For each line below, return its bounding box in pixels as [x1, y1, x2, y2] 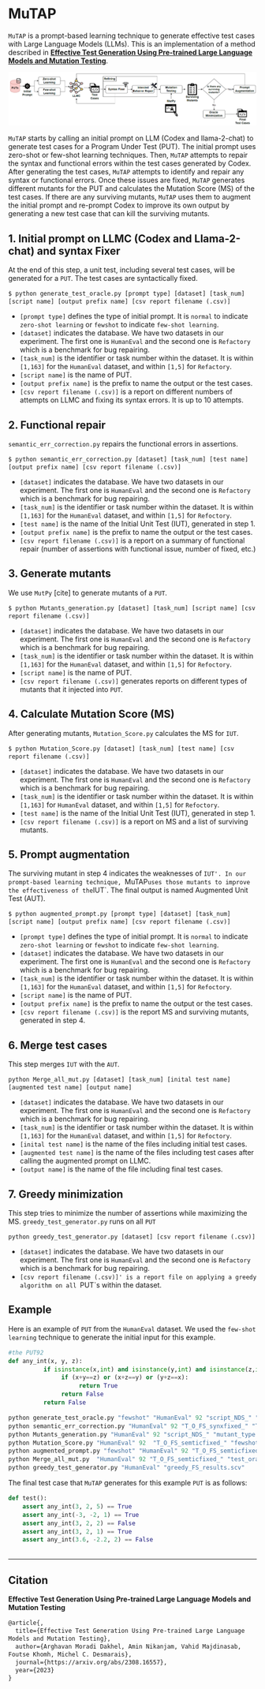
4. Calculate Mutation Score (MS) [8, 708, 175, 721]
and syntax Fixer [36, 244, 121, 257]
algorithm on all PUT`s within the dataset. [19, 1280, 162, 1290]
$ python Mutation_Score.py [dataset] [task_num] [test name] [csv [8, 745, 235, 753]
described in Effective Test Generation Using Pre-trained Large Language [8, 47, 253, 57]
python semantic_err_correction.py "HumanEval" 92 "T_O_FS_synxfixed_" [8, 1422, 248, 1430]
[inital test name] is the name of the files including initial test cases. [19, 1139, 248, 1149]
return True [78, 1382, 118, 1390]
